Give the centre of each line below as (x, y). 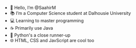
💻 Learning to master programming (47, 21)
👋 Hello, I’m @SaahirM (33, 8)
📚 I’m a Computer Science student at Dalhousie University (70, 13)
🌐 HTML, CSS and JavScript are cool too (52, 40)
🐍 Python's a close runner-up (40, 35)
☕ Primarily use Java (31, 28)
